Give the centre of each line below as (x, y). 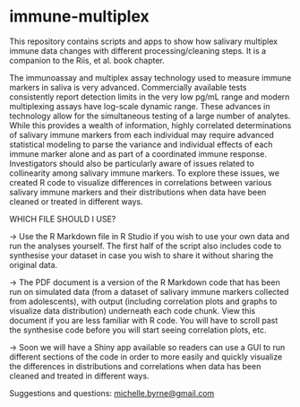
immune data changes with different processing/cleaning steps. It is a (138, 50)
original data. (34, 264)
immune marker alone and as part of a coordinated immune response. (138, 153)
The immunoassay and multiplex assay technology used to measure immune (150, 77)
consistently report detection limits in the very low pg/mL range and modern (150, 97)
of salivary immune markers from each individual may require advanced (142, 134)
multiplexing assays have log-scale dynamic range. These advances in (140, 106)
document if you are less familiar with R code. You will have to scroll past (144, 320)
